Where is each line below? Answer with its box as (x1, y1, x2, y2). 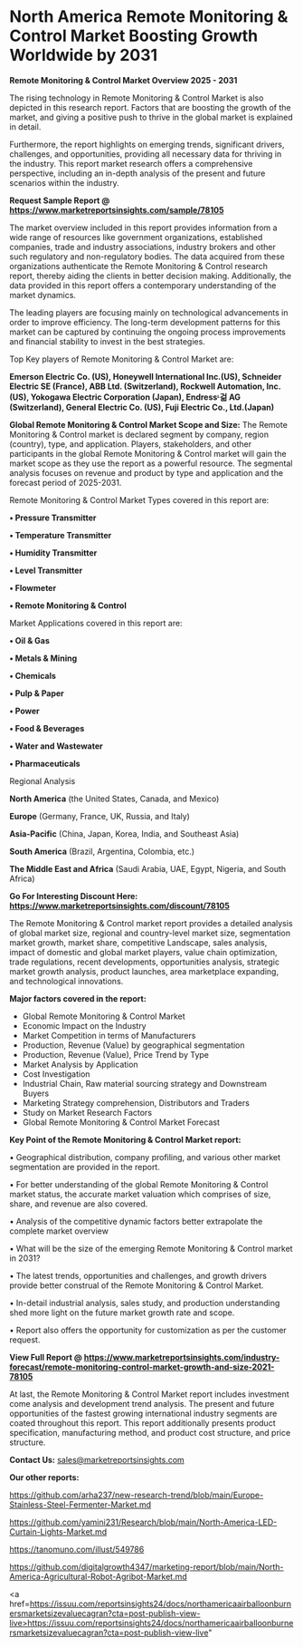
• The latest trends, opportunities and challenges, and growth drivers (9, 1270, 267, 1281)
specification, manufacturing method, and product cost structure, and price (9, 1427, 291, 1438)
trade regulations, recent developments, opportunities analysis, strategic (9, 956, 280, 967)
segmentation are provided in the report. (9, 1161, 160, 1172)
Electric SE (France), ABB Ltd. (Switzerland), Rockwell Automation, (9, 381, 265, 392)
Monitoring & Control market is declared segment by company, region (9, 429, 270, 440)
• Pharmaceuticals (9, 758, 80, 769)
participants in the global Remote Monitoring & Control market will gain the (9, 448, 287, 459)
